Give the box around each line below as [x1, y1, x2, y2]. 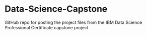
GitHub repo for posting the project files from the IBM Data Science [4, 19, 143, 25]
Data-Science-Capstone [4, 3, 108, 15]
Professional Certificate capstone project [4, 24, 89, 30]
